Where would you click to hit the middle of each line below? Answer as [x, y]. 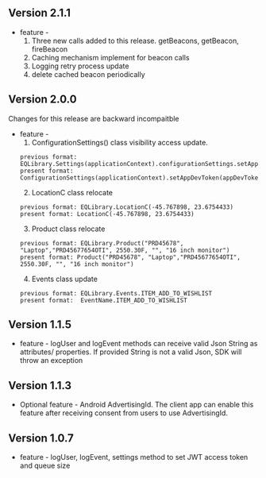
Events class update [64, 279]
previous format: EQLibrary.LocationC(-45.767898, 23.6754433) [127, 207]
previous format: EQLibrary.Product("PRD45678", [102, 243]
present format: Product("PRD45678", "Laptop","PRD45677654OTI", [130, 257]
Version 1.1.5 [40, 325]
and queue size [45, 466]
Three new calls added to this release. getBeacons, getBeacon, [135, 40]
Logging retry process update [80, 66]
